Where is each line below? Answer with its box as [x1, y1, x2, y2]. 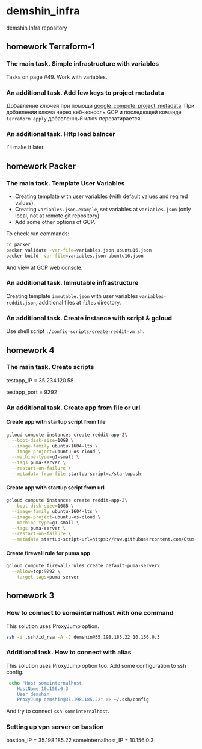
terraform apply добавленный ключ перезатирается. [6, 114, 142, 122]
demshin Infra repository [6, 24, 67, 31]
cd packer [6, 241, 31, 247]
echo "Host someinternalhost [8, 680, 82, 686]
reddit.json [6, 300, 36, 306]
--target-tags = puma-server [11, 574, 79, 580]
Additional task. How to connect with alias [6, 648, 132, 657]
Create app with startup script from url [6, 483, 105, 491]
